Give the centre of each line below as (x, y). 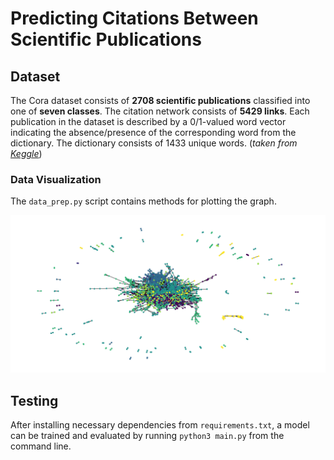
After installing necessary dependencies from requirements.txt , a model (160, 425)
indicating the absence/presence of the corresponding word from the (153, 132)
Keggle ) (26, 153)
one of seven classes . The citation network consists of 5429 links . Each (160, 111)
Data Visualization (56, 179)
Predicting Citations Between (134, 18)
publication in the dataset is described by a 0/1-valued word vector (148, 121)
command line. (41, 446)
